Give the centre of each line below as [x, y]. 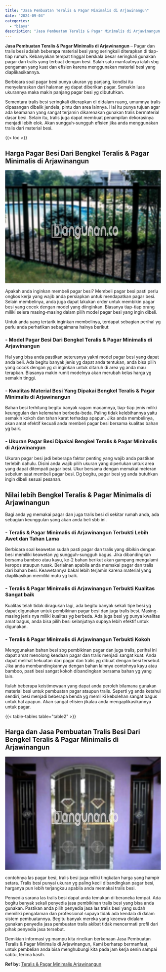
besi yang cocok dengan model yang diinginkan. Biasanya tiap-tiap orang [80, 307]
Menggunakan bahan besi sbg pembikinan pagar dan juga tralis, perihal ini [81, 650]
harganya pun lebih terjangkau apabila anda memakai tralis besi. [70, 888]
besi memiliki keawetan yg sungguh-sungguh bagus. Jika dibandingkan [78, 555]
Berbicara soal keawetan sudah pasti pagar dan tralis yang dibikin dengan [80, 549]
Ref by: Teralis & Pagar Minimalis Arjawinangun [53, 964]
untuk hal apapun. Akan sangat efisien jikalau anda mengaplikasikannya [78, 702]
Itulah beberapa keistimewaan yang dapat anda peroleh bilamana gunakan [81, 686]
